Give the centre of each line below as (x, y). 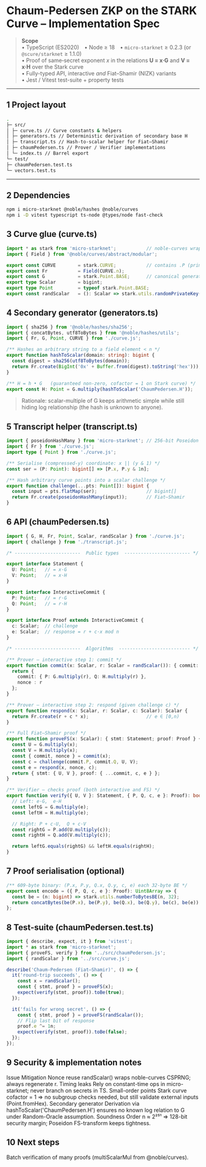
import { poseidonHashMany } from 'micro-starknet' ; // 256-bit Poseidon (103, 441)
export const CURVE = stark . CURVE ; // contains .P (96, 265)
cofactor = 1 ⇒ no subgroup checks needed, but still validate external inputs (102, 1097)
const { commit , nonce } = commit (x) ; (62, 756)
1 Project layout (36, 105)
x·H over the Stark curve (52, 67)
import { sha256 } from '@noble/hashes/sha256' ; (70, 327)
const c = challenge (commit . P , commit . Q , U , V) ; (75, 762)
